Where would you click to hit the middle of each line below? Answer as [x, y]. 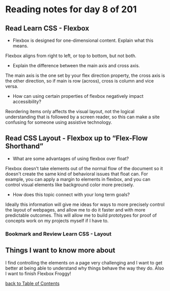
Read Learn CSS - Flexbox [47, 28]
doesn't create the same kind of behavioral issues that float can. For [77, 174]
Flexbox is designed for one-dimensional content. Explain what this [83, 40]
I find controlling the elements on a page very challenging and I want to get [84, 262]
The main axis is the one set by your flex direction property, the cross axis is [85, 75]
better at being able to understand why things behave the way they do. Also [85, 268]
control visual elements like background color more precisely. [70, 184]
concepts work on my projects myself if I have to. [57, 221]
